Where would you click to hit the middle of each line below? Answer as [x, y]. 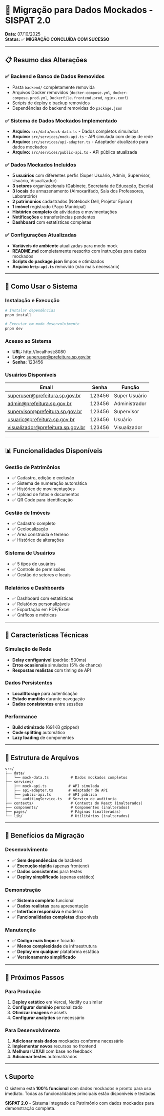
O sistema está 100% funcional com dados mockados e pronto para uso [78, 1089]
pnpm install [18, 315]
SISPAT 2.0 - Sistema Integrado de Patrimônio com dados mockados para [80, 1103]
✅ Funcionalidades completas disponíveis [55, 917]
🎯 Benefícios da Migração [45, 836]
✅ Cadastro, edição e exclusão [43, 477]
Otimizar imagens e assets [40, 1012]
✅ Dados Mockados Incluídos [41, 165]
